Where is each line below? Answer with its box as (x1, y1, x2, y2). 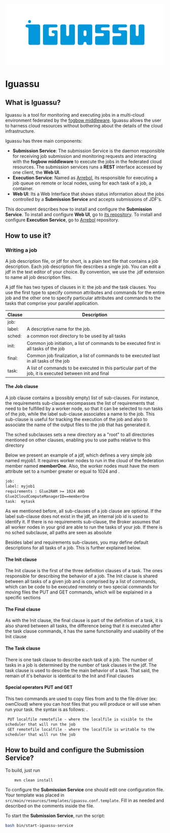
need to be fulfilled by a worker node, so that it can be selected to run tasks (5, 405, 163, 411)
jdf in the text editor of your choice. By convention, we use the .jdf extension (5, 269, 165, 275)
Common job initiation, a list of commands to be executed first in (27, 340, 161, 346)
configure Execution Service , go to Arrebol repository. (5, 217, 119, 223)
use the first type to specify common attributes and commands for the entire (5, 290, 165, 296)
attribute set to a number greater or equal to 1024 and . (5, 468, 120, 474)
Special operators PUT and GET (5, 684, 73, 690)
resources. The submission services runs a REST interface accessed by (12, 164, 163, 170)
